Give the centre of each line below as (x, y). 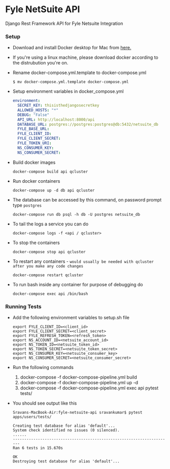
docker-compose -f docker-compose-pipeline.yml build (78, 377)
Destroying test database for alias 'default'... (66, 461)
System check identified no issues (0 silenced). (66, 430)
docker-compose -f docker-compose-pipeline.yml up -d (79, 383)
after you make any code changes (48, 266)
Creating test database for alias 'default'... (64, 426)
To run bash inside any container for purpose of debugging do (78, 284)
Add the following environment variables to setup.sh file (71, 318)
